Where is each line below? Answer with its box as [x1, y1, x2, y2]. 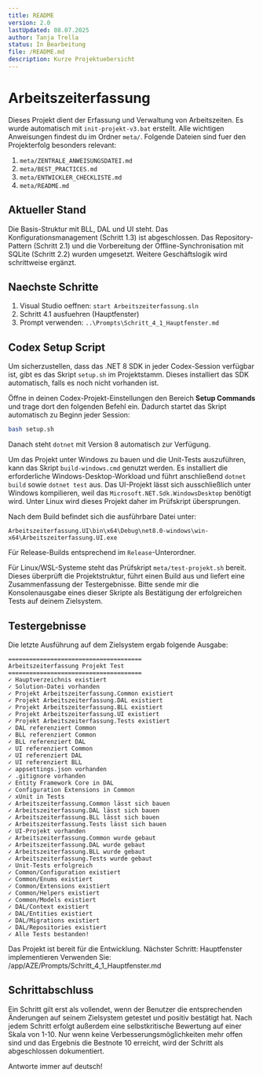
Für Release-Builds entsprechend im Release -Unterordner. [8, 548, 196, 557]
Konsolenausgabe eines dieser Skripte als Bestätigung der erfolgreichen [8, 588, 243, 597]
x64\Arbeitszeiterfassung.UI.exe [8, 534, 118, 542]
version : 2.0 [8, 19, 51, 27]
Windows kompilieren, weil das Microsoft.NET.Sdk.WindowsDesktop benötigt [8, 488, 251, 498]
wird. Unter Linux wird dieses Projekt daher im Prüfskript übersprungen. [8, 497, 241, 506]
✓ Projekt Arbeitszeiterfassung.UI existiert [8, 710, 159, 718]
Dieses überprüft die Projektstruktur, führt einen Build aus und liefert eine [8, 572, 245, 581]
